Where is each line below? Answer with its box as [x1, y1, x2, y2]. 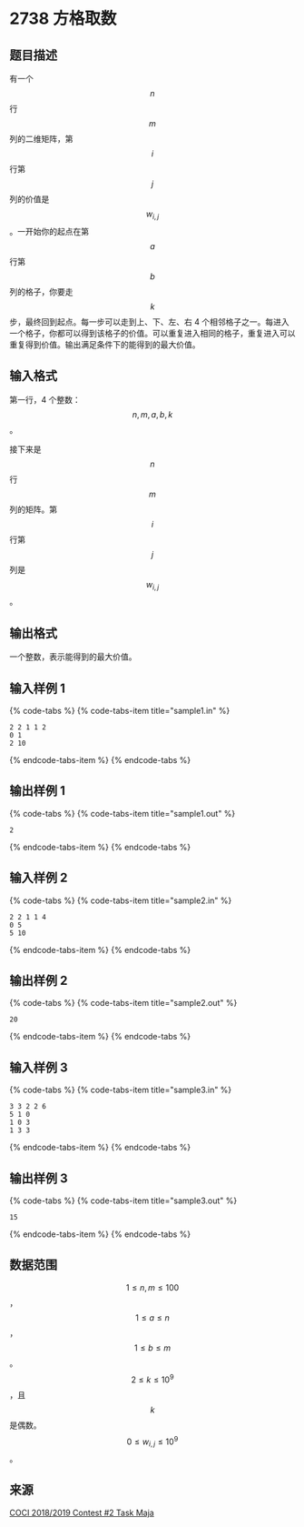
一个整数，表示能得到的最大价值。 [9, 651, 137, 662]
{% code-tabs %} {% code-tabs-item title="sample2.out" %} [9, 998, 238, 1009]
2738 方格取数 [9, 8, 117, 29]
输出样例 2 [9, 973, 68, 989]
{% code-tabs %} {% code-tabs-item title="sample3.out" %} [9, 1195, 238, 1206]
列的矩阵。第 [9, 504, 57, 515]
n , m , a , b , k [132, 408, 173, 419]
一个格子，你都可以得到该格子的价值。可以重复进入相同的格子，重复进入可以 [9, 327, 296, 338]
